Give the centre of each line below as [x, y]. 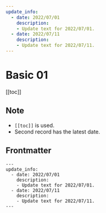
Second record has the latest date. [57, 131]
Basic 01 [27, 75]
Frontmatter [29, 151]
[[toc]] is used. [34, 125]
